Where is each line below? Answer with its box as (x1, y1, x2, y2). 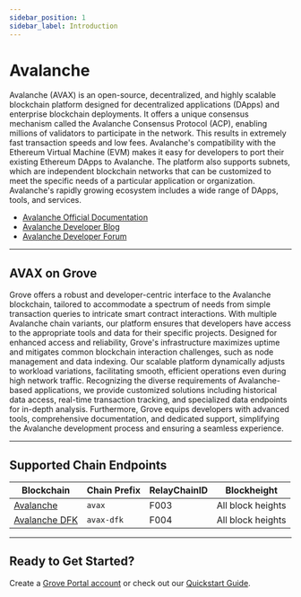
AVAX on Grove (9, 266, 98, 281)
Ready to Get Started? (9, 554, 135, 569)
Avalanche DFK (13, 514, 79, 526)
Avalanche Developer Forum (21, 231, 127, 242)
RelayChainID (149, 484, 209, 496)
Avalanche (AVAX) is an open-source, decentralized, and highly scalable (9, 90, 276, 101)
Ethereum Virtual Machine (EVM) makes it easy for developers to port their (9, 147, 285, 158)
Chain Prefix (86, 484, 141, 496)
